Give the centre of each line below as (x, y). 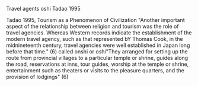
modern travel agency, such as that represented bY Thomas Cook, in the (95, 39)
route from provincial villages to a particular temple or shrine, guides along (97, 58)
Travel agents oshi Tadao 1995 (44, 9)
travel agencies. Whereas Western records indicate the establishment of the (99, 33)
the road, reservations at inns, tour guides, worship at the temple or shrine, (98, 64)
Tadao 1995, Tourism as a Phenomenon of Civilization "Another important (95, 20)
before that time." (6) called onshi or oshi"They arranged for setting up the (97, 52)
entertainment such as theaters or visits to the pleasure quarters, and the (95, 70)
